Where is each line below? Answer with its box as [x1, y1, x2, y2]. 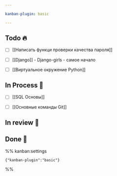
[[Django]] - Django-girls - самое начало [12, 57, 96, 63]
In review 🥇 [5, 118, 39, 126]
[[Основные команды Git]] [12, 104, 67, 110]
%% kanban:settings [5, 148, 47, 154]
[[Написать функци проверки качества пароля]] [12, 47, 113, 53]
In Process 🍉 [5, 81, 44, 90]
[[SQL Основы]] [12, 94, 45, 100]
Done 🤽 [5, 135, 28, 144]
